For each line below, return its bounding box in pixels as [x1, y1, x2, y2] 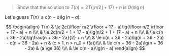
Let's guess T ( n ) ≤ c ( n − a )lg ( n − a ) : [5, 14, 81, 20]
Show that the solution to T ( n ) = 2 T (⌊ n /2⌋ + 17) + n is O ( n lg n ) [17, 5, 145, 10]
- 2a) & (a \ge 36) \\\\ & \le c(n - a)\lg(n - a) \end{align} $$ [24, 45, 145, 51]
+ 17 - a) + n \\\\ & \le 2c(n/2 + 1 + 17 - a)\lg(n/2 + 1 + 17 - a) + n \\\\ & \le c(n [6, 29, 163, 35]
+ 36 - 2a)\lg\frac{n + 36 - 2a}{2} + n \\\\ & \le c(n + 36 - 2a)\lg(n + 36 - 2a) [6, 35, 164, 40]
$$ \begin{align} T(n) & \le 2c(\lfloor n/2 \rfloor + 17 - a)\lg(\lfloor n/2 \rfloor [6, 24, 164, 30]
